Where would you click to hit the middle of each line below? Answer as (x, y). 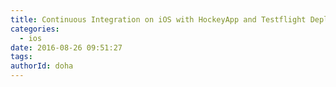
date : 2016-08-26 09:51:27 (66, 47)
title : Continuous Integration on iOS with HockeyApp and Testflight (158, 19)
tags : (21, 57)
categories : (35, 29)
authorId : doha (42, 66)
